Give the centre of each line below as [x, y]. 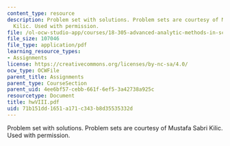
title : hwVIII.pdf [33, 102]
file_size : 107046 [33, 39]
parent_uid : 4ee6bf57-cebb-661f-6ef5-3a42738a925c [81, 89]
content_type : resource [41, 13]
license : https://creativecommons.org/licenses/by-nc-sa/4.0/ [98, 64]
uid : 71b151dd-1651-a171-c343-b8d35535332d [70, 108]
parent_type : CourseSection [47, 83]
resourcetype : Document [41, 96]
